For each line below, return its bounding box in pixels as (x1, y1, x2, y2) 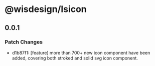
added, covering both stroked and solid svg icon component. (12, 55, 138, 61)
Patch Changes (5, 38, 43, 45)
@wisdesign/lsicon (5, 3, 87, 15)
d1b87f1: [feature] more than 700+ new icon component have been (12, 49, 150, 55)
